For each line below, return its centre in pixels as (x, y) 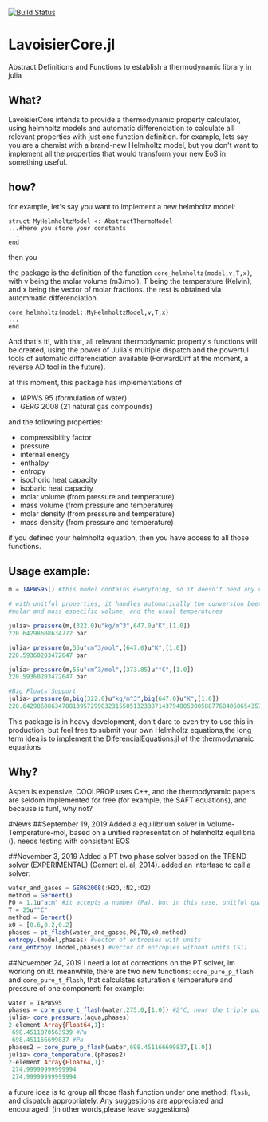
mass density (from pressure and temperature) (97, 522)
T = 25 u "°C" (28, 910)
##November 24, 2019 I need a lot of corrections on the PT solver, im (122, 962)
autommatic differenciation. (53, 298)
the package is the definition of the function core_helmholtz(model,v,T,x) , (130, 273)
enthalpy (34, 463)
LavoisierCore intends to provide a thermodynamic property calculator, (125, 119)
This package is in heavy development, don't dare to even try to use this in (131, 721)
